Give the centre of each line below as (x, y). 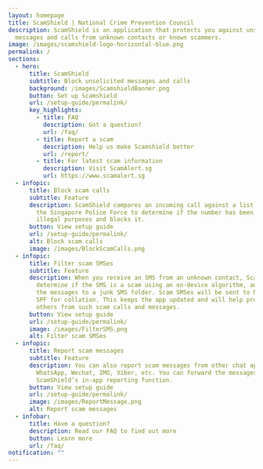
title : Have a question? (69, 424)
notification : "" (36, 453)
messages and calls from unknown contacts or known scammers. (119, 37)
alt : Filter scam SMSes (68, 336)
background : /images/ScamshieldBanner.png (99, 88)
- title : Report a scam (75, 139)
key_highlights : (55, 111)
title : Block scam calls (69, 190)
